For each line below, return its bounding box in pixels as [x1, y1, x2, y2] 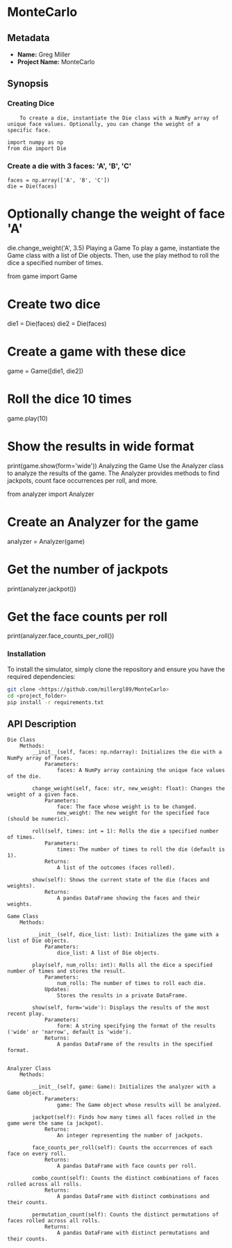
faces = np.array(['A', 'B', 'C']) [7, 177, 110, 184]
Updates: [44, 986, 70, 993]
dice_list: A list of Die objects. [56, 950, 160, 957]
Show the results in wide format [7, 438, 194, 454]
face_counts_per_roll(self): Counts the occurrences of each [32, 1144, 213, 1151]
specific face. [7, 127, 51, 134]
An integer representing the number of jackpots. [56, 1132, 204, 1139]
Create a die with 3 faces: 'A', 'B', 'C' [7, 161, 132, 170]
